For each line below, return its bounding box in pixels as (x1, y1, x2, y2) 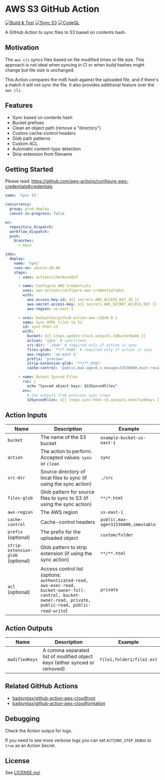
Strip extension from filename (12, 151, 73, 157)
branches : (14, 238, 34, 243)
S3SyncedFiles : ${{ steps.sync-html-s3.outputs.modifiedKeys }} (27, 397, 162, 402)
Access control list (40, 565, 83, 572)
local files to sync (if (40, 474, 87, 481)
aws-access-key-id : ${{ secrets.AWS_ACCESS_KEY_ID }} (27, 297, 139, 302)
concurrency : (5, 202, 32, 207)
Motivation (5, 43, 39, 52)
